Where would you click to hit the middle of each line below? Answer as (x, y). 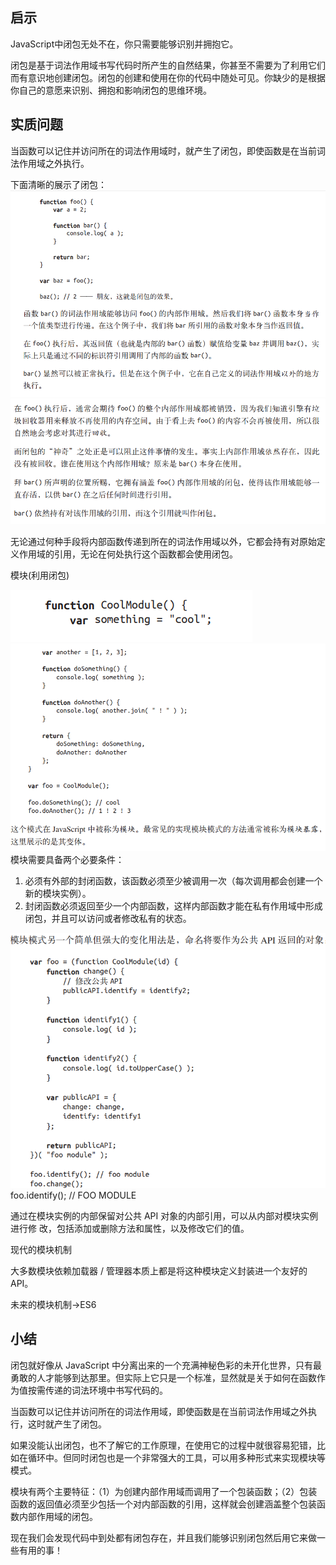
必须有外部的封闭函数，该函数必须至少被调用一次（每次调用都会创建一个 (173, 880)
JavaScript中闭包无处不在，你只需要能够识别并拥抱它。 (124, 44)
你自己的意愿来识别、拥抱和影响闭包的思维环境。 (111, 90)
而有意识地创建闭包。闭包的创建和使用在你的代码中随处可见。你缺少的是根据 (168, 77)
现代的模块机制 (41, 1250)
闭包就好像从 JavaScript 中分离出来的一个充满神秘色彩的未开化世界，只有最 (166, 1365)
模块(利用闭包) (40, 575)
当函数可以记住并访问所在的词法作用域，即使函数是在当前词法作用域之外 (159, 1411)
